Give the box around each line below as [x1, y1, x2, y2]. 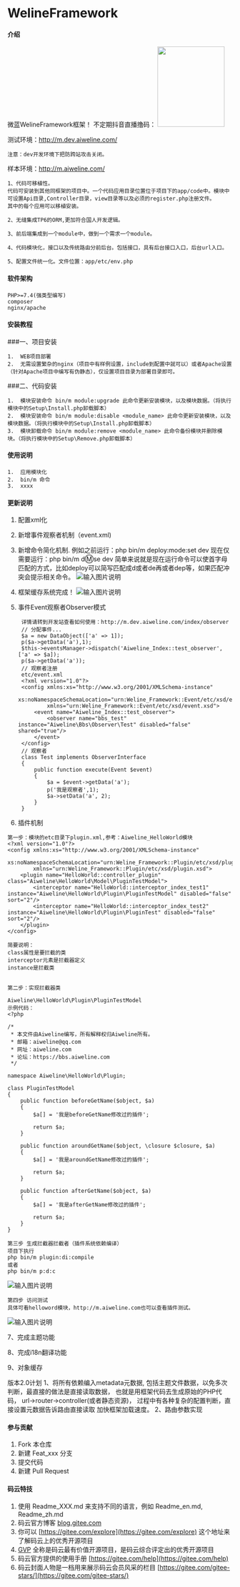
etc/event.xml [21, 671, 64, 679]
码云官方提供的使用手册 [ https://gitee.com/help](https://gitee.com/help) [17, 1554, 229, 1563]
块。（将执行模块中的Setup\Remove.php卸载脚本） [7, 435, 136, 442]
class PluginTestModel [7, 1085, 75, 1092]
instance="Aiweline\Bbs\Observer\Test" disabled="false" [17, 721, 191, 729]
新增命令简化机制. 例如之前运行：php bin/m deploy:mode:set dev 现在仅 [17, 546, 230, 555]
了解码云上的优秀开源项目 [17, 1536, 94, 1545]
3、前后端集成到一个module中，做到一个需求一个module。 [7, 231, 156, 238]
